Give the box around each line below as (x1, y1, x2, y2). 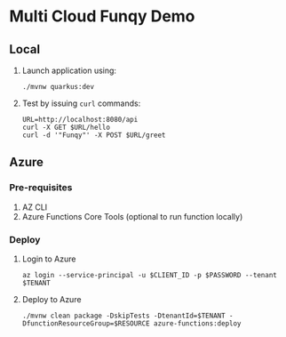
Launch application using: (21, 65, 117, 76)
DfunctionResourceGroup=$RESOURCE (21, 318, 150, 328)
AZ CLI (21, 202, 48, 213)
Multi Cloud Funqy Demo (9, 6, 195, 27)
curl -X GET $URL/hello (21, 123, 111, 132)
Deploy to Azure (21, 293, 82, 304)
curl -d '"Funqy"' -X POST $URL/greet (21, 131, 166, 140)
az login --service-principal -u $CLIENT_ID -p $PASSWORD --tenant (21, 270, 277, 279)
